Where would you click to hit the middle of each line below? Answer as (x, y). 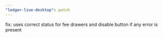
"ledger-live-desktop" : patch (38, 10)
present (14, 30)
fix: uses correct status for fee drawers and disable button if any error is (81, 24)
